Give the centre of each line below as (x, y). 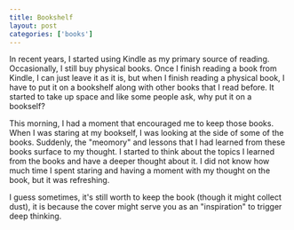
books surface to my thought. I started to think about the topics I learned (142, 152)
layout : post (33, 26)
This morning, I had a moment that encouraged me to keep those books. (141, 123)
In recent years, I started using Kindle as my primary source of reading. (139, 59)
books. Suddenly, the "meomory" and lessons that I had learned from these (147, 142)
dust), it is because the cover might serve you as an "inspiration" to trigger (146, 207)
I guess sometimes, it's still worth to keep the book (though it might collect (146, 197)
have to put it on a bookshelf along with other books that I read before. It (142, 87)
